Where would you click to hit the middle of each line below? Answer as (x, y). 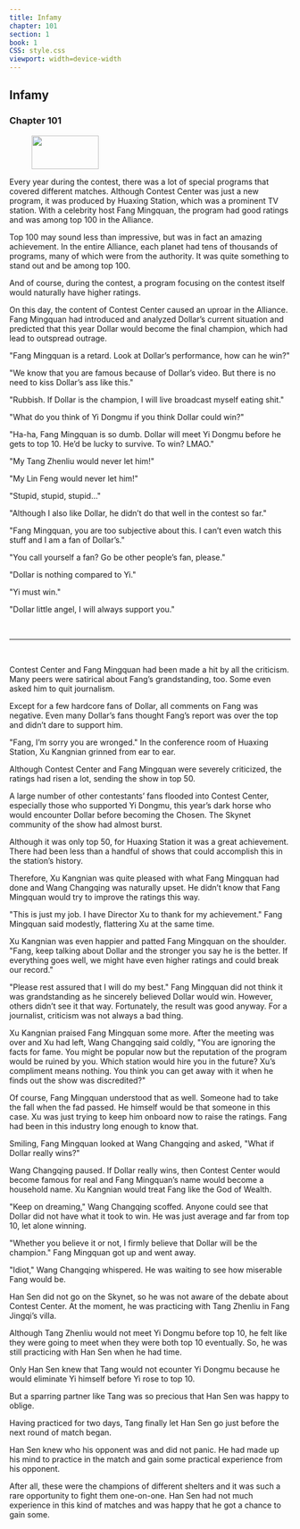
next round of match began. (60, 1432)
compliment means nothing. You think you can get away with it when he (142, 1070)
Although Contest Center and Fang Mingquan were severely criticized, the (146, 769)
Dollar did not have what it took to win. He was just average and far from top (150, 1216)
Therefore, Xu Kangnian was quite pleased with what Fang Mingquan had (144, 878)
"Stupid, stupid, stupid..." (55, 495)
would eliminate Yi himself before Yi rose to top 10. (102, 1379)
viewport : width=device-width (66, 59)
